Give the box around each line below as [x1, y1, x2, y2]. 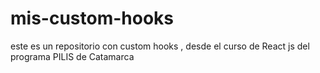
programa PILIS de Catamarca [10, 50, 135, 62]
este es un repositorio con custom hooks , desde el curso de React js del [10, 40, 310, 52]
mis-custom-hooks [10, 7, 175, 30]
